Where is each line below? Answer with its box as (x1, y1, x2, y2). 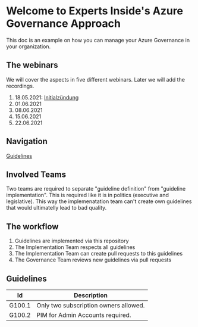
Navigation (6, 136, 48, 147)
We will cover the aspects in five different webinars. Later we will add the (6, 76, 186, 83)
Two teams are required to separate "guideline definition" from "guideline (6, 185, 186, 192)
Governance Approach (6, 17, 121, 30)
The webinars (6, 60, 58, 70)
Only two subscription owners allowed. (36, 301, 145, 309)
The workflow (6, 222, 59, 232)
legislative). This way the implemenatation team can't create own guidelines (6, 198, 192, 205)
